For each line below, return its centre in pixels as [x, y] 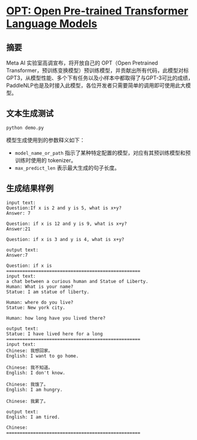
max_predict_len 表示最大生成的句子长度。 [67, 168]
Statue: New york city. [36, 308]
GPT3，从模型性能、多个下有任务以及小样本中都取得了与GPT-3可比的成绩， [100, 78]
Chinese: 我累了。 [27, 401]
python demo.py [25, 128]
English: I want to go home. [43, 356]
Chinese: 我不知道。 [29, 367]
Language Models [52, 24]
